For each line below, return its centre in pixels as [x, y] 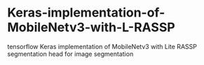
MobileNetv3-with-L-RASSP [91, 27]
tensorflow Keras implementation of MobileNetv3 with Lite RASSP [102, 46]
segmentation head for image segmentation [70, 54]
